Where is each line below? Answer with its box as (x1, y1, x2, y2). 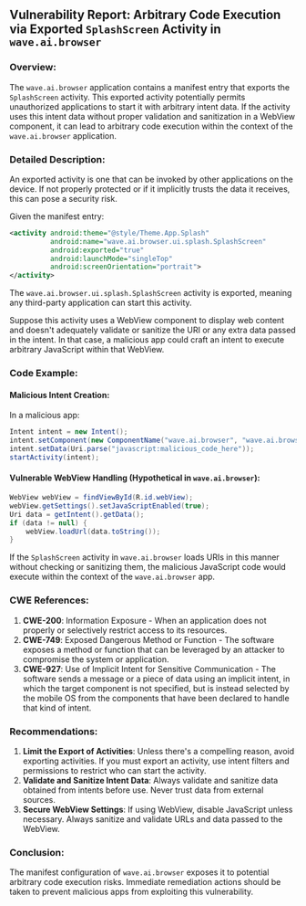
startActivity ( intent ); (9, 452, 100, 462)
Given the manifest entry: (9, 210, 105, 222)
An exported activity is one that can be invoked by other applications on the (9, 174, 293, 184)
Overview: (9, 61, 56, 74)
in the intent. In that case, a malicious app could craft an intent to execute (9, 334, 285, 345)
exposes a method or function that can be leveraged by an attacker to (22, 644, 285, 655)
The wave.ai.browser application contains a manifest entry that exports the (9, 81, 290, 92)
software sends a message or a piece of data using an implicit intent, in (22, 673, 291, 684)
